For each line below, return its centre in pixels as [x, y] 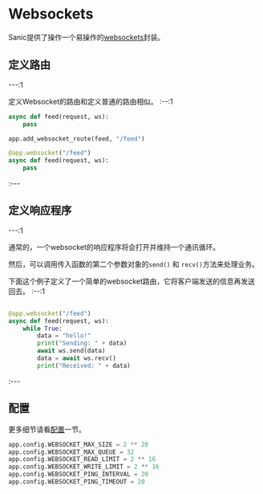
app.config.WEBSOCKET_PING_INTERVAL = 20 [79, 475]
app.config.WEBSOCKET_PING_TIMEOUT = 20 [77, 482]
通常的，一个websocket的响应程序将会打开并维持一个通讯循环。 [114, 247]
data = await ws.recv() [77, 358]
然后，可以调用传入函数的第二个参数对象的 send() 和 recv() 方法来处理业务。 [134, 264]
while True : [42, 329]
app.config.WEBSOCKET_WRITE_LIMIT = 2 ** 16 [84, 467]
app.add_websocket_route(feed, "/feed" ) [77, 139]
